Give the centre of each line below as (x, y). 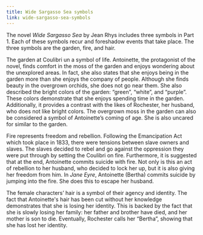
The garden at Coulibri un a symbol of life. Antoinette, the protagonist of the (101, 60)
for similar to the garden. (37, 124)
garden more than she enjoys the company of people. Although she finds (98, 79)
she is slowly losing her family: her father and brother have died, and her (97, 212)
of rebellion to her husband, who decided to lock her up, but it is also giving (101, 168)
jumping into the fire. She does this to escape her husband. (80, 181)
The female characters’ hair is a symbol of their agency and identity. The (97, 192)
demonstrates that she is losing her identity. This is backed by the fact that (99, 206)
